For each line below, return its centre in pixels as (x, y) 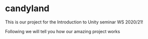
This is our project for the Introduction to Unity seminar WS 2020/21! (74, 22)
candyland (27, 9)
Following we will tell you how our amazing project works (62, 31)
